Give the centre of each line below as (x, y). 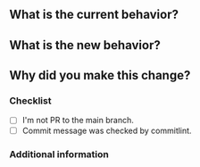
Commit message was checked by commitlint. (107, 130)
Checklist (30, 101)
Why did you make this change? (100, 75)
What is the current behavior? (94, 15)
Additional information (59, 154)
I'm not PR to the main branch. (78, 121)
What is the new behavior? (85, 45)
